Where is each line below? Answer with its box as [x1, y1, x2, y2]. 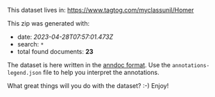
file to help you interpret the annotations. [42, 69, 160, 76]
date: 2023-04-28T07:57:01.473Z [17, 33, 114, 41]
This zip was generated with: [7, 19, 90, 27]
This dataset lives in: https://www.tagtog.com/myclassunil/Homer [7, 6, 194, 14]
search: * [17, 40, 44, 48]
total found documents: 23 [17, 48, 94, 55]
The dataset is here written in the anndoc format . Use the [7, 61, 171, 69]
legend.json [7, 69, 42, 76]
